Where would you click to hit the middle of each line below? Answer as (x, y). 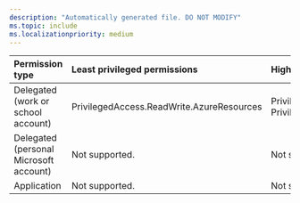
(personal (34, 150)
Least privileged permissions (134, 69)
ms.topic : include (43, 26)
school (28, 112)
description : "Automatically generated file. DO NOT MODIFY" (125, 17)
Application (37, 186)
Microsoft (34, 160)
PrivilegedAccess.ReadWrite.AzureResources (167, 107)
